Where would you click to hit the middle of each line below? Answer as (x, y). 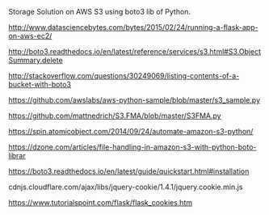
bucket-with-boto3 (40, 84)
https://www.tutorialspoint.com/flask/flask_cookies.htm (100, 202)
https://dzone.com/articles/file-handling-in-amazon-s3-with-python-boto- (132, 147)
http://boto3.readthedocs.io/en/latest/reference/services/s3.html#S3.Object (134, 51)
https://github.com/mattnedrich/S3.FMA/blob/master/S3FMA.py (115, 116)
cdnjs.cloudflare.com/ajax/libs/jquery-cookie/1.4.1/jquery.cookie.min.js (126, 187)
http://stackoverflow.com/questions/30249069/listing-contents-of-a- (124, 76)
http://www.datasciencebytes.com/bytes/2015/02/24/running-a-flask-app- (133, 27)
